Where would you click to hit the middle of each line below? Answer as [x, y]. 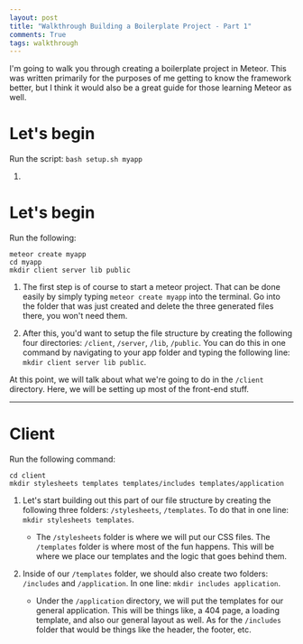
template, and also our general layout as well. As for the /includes [158, 621]
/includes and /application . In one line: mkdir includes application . [151, 583]
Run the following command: [62, 459]
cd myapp [26, 263]
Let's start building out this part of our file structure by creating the [147, 500]
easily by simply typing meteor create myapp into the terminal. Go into [151, 297]
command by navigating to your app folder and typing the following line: [156, 352]
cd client [28, 476]
